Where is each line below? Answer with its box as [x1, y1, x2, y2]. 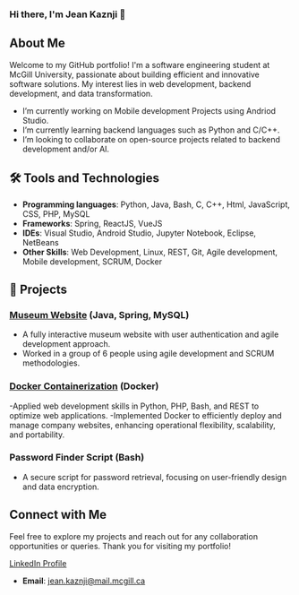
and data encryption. [21, 481, 100, 492]
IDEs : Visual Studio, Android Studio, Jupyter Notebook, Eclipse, [21, 228, 257, 238]
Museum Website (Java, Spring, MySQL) [9, 308, 190, 321]
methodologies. [21, 358, 81, 368]
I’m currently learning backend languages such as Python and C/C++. [21, 125, 280, 135]
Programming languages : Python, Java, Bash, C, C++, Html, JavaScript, [21, 199, 291, 210]
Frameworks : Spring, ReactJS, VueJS [21, 218, 163, 229]
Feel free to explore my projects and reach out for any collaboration [9, 530, 258, 541]
